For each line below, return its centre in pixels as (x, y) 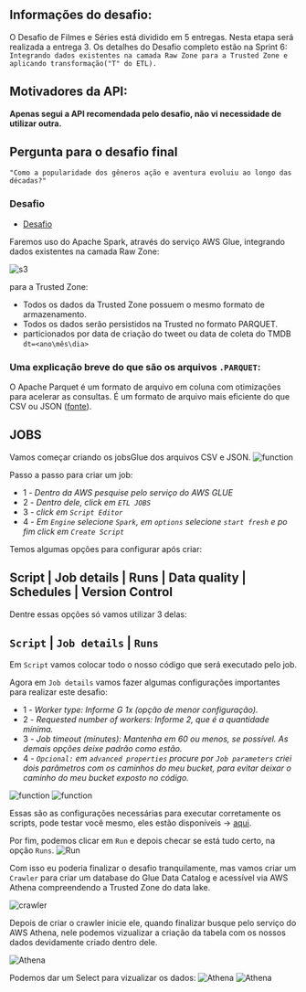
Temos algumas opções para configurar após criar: (106, 549)
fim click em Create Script (74, 531)
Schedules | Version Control (91, 592)
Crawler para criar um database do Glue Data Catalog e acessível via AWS (149, 878)
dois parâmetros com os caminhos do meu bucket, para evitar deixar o (157, 768)
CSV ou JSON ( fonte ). (51, 407)
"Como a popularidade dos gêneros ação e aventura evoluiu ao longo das (151, 173)
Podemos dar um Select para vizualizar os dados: (103, 978)
